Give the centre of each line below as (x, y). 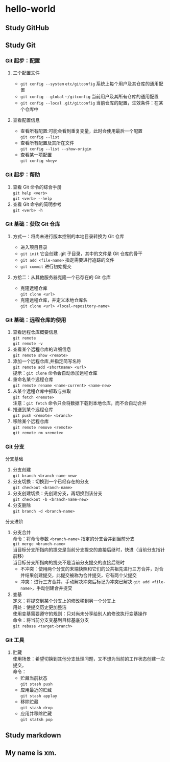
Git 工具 (15, 640)
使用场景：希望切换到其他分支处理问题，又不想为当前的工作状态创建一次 (89, 659)
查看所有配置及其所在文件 (47, 143)
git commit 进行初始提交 (46, 266)
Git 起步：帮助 (23, 175)
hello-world (31, 9)
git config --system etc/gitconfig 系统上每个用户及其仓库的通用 (90, 84)
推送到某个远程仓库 (33, 410)
